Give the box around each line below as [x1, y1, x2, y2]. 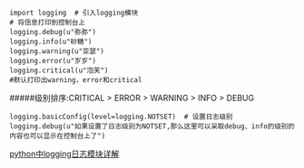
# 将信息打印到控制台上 [9, 18, 86, 27]
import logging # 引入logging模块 [9, 8, 139, 17]
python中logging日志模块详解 [9, 148, 120, 159]
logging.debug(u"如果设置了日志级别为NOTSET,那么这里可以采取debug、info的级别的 [9, 122, 295, 131]
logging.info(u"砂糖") [9, 37, 93, 46]
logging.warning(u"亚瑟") [9, 47, 104, 56]
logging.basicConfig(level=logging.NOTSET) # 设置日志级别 [9, 112, 233, 121]
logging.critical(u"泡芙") [9, 66, 109, 75]
